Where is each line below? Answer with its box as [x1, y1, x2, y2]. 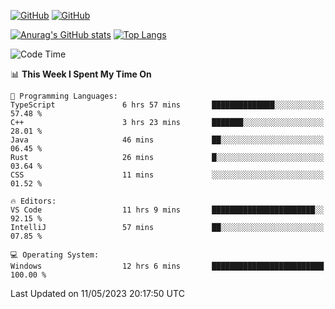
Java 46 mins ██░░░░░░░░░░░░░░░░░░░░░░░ [10, 135, 325, 145]
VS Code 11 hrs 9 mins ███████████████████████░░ [10, 205, 325, 215]
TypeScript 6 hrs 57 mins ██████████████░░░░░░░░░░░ [10, 100, 325, 110]
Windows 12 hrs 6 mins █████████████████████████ [10, 261, 325, 271]
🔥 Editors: [10, 196, 57, 206]
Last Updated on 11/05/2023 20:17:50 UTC [10, 288, 185, 299]
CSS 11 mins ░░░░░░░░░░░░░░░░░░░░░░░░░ [10, 170, 325, 180]
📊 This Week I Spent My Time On [10, 68, 152, 80]
